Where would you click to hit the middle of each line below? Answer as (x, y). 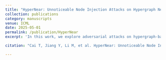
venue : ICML (17, 23)
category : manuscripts (28, 19)
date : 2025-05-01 (23, 28)
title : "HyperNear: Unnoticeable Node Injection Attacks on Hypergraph (80, 10)
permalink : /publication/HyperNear (42, 32)
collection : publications (32, 14)
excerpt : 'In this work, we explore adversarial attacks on (68, 37)
